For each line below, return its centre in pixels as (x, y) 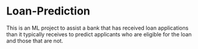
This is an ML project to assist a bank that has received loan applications (97, 28)
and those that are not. (35, 41)
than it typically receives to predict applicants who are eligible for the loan (99, 34)
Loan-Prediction (48, 11)
